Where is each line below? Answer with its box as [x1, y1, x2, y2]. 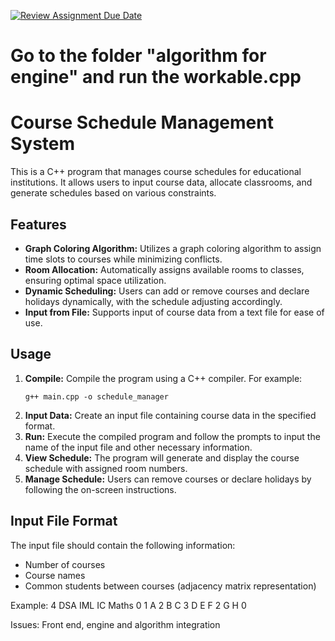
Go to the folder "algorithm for [10, 45, 267, 67]
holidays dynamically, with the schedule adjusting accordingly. [24, 295, 283, 307]
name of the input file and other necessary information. [24, 441, 253, 453]
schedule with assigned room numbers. [24, 462, 188, 474]
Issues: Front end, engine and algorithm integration [10, 618, 221, 630]
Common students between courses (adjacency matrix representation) [24, 580, 317, 592]
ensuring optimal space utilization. [24, 274, 167, 286]
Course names [24, 569, 86, 581]
